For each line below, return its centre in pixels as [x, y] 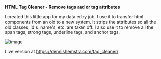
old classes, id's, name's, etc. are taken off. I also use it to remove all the [79, 27]
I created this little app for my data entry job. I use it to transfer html [74, 16]
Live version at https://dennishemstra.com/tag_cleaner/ [62, 51]
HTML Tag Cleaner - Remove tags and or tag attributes [63, 7]
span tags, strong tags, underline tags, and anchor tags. [63, 32]
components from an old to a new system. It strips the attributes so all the [80, 22]
